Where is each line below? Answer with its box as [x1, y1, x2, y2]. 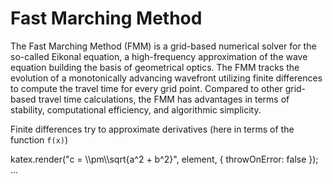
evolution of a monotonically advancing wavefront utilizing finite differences [10, 72, 323, 84]
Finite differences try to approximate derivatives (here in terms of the [10, 123, 295, 135]
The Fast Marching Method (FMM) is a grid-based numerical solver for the [10, 40, 317, 52]
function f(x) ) [10, 133, 69, 146]
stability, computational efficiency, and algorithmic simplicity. [10, 103, 262, 116]
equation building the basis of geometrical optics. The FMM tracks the [10, 61, 300, 73]
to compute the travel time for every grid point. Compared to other [10, 82, 283, 94]
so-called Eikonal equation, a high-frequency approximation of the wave [10, 50, 308, 62]
